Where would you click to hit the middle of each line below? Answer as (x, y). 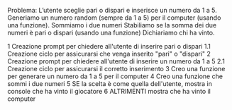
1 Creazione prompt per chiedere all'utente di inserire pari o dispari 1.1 (109, 46)
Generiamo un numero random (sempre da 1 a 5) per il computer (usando (114, 18)
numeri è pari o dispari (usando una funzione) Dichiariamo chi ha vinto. (111, 32)
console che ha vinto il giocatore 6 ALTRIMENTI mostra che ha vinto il (109, 91)
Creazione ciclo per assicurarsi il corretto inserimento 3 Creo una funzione (116, 69)
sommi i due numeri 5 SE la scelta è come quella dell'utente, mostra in (110, 84)
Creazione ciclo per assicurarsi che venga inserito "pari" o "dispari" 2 (109, 54)
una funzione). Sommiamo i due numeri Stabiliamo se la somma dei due (112, 25)
